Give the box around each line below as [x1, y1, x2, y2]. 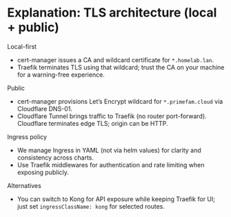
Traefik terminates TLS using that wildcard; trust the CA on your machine [17, 63, 225, 71]
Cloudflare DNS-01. [17, 104, 72, 113]
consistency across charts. [17, 153, 94, 162]
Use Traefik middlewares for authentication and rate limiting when [17, 160, 205, 169]
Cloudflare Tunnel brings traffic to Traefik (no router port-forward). [17, 112, 207, 120]
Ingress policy [7, 133, 47, 141]
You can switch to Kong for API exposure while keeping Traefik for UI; [17, 195, 216, 203]
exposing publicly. [17, 168, 69, 176]
